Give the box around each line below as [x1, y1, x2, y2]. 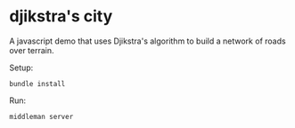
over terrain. [9, 44, 55, 55]
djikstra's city [9, 6, 113, 27]
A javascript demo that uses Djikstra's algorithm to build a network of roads [9, 36, 287, 46]
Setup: [9, 62, 34, 73]
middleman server [9, 112, 74, 121]
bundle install [9, 79, 66, 88]
